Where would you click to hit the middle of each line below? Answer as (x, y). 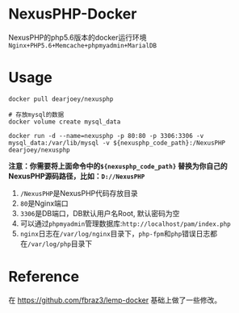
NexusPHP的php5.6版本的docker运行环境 (78, 37)
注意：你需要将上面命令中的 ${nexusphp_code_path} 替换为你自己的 (118, 165)
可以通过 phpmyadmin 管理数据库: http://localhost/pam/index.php (126, 223)
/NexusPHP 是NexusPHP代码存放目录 (79, 193)
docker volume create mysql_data (65, 122)
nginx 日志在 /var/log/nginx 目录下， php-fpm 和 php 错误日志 (115, 233)
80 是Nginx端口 (44, 203)
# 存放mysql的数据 (36, 115)
